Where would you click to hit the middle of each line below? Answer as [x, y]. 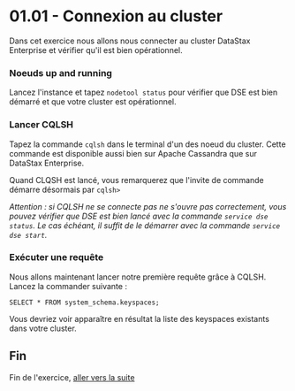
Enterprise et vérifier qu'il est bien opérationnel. [96, 50]
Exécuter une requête [57, 257]
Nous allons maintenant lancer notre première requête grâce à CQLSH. [138, 277]
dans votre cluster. [43, 328]
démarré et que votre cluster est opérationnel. [93, 102]
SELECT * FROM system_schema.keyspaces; [85, 303]
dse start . [28, 234]
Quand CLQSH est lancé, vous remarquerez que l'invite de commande [137, 180]
